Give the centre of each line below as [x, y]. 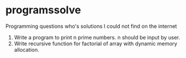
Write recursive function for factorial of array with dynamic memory [95, 43]
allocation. [26, 49]
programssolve [43, 10]
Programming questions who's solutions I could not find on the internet [91, 26]
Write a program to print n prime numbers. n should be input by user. [97, 37]
